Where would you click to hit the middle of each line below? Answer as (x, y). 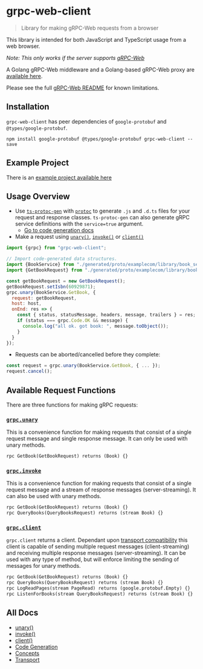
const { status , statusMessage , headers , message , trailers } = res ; (107, 315)
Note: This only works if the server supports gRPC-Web (76, 58)
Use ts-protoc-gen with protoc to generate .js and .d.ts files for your (102, 211)
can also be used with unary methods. (54, 496)
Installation (28, 107)
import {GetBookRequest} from (44, 270)
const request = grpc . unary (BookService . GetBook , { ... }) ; (84, 366)
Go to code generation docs (59, 230)
